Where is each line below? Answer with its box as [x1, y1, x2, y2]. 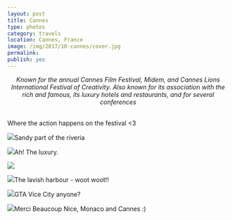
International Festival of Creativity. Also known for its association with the [11, 82, 226, 91]
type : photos [7, 23, 46, 30]
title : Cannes [7, 17, 49, 24]
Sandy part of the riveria [14, 133, 85, 141]
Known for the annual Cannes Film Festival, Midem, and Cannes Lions [16, 75, 220, 84]
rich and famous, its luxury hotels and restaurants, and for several [22, 90, 214, 98]
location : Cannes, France [7, 37, 83, 44]
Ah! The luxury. [14, 148, 58, 156]
